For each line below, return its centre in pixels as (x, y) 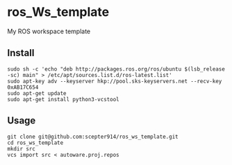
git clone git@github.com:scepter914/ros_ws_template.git (93, 137)
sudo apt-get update (37, 93)
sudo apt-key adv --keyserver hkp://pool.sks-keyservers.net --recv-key (115, 81)
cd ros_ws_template (35, 143)
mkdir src (22, 149)
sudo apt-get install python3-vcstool (63, 99)
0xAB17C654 (23, 87)
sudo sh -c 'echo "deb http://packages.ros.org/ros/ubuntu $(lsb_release (116, 69)
